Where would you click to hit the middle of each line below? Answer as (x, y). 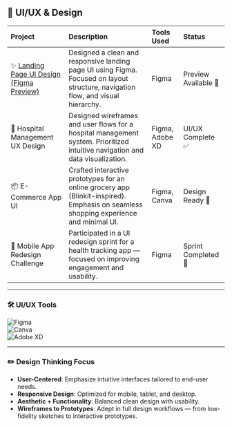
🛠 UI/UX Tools (32, 305)
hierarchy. (85, 104)
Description (88, 37)
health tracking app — (104, 250)
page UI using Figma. (103, 70)
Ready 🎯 (197, 200)
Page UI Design (36, 74)
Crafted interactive (99, 170)
